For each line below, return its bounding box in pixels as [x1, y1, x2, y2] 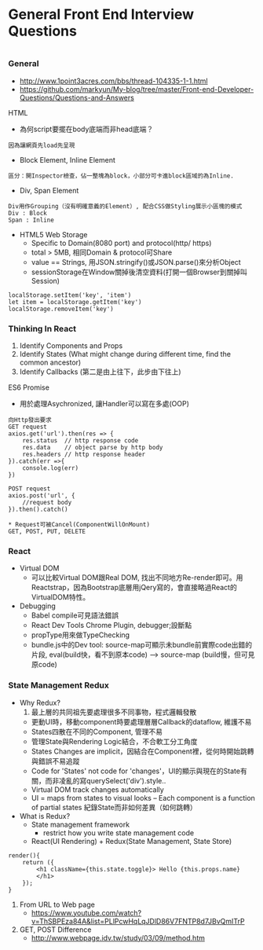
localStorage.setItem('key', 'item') [8, 291, 132, 299]
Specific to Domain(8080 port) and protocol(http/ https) [31, 238, 212, 248]
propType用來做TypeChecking [31, 630, 130, 640]
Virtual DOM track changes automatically [31, 784, 165, 794]
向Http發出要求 [8, 416, 53, 424]
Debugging [19, 601, 57, 611]
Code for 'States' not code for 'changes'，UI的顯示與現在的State [31, 766, 241, 776]
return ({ [22, 858, 55, 866]
